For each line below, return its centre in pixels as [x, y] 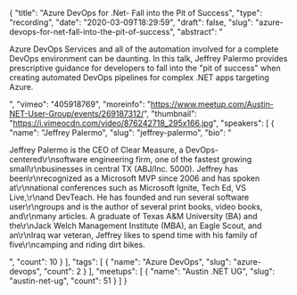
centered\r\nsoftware [49, 159]
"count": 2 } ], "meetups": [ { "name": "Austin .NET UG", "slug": [159, 271]
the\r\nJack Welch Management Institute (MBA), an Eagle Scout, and [136, 225]
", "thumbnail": [170, 114]
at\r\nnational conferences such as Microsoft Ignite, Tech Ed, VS [128, 188]
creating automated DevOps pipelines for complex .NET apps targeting [139, 78]
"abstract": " [200, 32]
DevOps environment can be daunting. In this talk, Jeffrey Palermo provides [148, 58]
